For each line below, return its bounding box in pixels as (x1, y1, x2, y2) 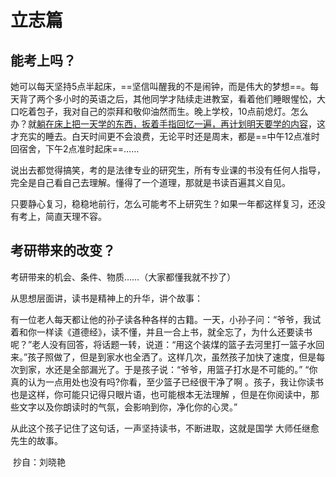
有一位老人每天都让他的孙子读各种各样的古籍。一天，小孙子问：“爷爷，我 (10, 313, 313, 325)
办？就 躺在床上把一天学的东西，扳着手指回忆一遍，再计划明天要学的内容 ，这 (10, 118, 326, 130)
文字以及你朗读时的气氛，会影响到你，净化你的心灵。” (18, 401, 238, 413)
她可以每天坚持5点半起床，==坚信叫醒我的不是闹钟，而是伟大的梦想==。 (10, 81, 311, 92)
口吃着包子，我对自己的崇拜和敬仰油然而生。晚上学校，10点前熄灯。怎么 (10, 106, 309, 117)
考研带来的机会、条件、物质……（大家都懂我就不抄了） (10, 271, 237, 283)
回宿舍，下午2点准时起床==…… (10, 143, 140, 155)
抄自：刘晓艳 (12, 456, 66, 468)
